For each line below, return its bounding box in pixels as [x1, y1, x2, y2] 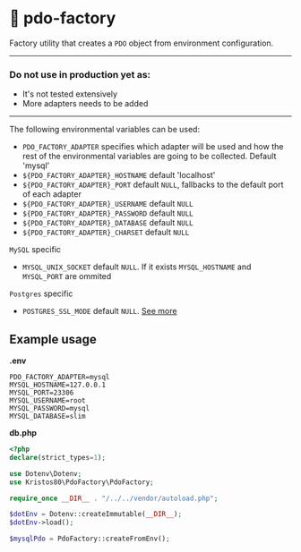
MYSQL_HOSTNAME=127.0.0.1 [9, 380, 106, 390]
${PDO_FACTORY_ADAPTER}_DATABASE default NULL [21, 217, 194, 228]
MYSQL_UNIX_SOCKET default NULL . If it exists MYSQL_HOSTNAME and [21, 261, 252, 272]
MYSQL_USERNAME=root [9, 396, 87, 405]
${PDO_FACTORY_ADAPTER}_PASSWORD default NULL [21, 208, 194, 218]
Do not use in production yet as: [9, 68, 150, 81]
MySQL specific [9, 244, 61, 255]
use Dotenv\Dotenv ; [9, 469, 82, 478]
